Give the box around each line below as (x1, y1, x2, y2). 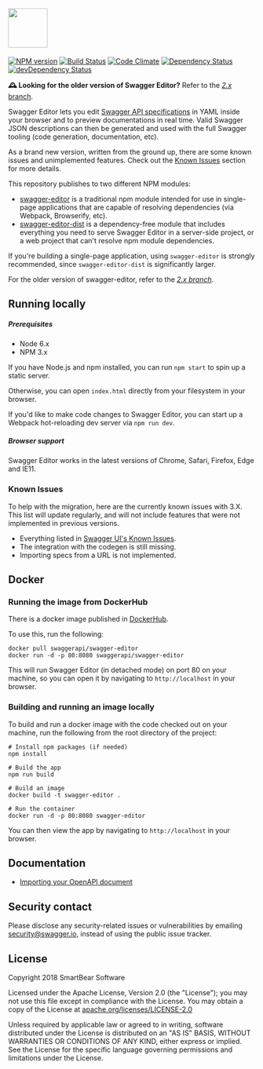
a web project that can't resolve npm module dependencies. (19, 235, 214, 245)
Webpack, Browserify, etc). (19, 210, 108, 220)
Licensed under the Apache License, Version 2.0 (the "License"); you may (8, 987, 248, 997)
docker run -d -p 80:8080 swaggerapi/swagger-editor (8, 651, 184, 659)
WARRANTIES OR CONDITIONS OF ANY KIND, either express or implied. (8, 1036, 242, 1045)
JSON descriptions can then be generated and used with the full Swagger (8, 123, 247, 133)
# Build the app (8, 764, 61, 772)
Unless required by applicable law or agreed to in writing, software (8, 1020, 224, 1029)
